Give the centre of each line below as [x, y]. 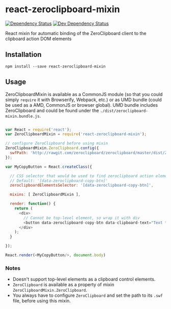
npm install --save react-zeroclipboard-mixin [55, 66]
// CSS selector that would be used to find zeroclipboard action [82, 176]
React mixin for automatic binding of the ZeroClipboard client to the [76, 33]
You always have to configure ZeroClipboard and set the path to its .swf [88, 295]
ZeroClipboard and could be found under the [52, 110]
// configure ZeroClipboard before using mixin [57, 143]
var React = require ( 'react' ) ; [38, 130]
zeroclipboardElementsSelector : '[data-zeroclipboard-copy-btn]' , [82, 186]
